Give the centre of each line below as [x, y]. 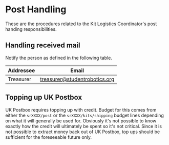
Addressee [22, 70]
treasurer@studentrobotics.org [77, 79]
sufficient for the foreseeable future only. [49, 137]
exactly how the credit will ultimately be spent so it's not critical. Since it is [84, 126]
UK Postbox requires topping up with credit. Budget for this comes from [81, 110]
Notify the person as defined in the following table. [59, 58]
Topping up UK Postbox [44, 97]
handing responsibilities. [31, 29]
